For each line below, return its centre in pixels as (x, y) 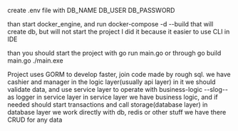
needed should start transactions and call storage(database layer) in (108, 105)
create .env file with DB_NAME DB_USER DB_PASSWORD (91, 10)
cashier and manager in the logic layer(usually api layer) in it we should (112, 82)
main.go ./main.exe (35, 61)
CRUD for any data (35, 120)
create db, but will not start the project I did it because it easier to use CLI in (119, 32)
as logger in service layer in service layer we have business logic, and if (113, 97)
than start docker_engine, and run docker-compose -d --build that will (110, 24)
